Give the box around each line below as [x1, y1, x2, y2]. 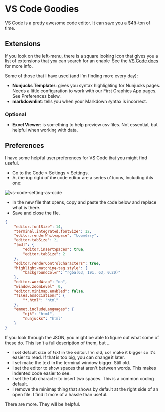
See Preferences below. [12, 93, 61, 99]
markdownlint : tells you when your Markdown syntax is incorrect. [12, 98, 147, 104]
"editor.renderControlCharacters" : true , [14, 261, 101, 266]
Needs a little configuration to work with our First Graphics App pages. [12, 88, 157, 94]
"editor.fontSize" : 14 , [14, 224, 63, 229]
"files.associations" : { [14, 293, 65, 298]
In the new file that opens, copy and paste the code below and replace [12, 199, 157, 205]
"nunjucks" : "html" [23, 316, 63, 321]
